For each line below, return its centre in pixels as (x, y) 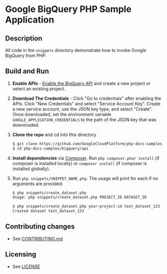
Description (24, 38)
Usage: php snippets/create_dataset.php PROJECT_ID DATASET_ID (80, 197)
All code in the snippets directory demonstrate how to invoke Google (76, 50)
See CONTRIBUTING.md (38, 238)
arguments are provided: (38, 183)
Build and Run (27, 71)
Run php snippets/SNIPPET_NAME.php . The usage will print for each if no (85, 178)
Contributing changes (40, 227)
